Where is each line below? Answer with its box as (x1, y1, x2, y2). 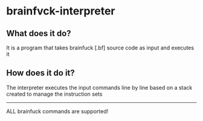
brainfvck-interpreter (6, 4, 115, 18)
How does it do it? (6, 68, 76, 78)
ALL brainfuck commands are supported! (6, 107, 109, 115)
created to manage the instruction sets (6, 90, 103, 98)
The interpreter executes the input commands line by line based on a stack (6, 84, 193, 91)
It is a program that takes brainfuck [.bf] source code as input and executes (6, 44, 195, 51)
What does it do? (6, 28, 71, 39)
